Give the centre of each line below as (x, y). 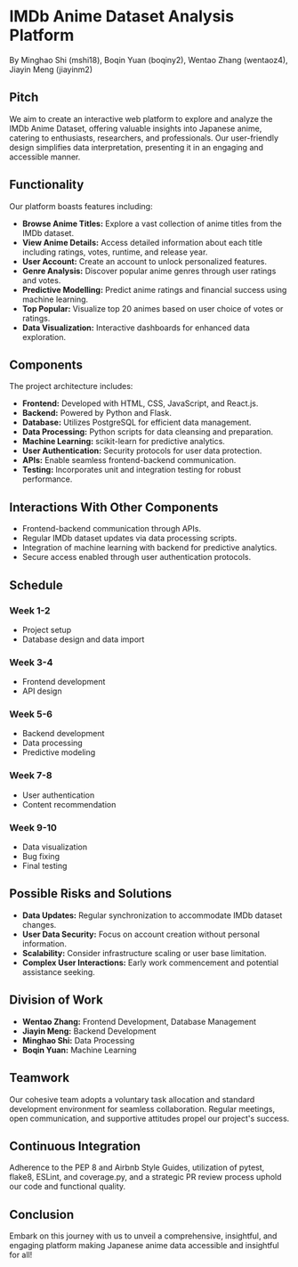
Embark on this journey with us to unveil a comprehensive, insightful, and (143, 1236)
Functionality (47, 185)
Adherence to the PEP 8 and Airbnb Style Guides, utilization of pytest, (137, 1167)
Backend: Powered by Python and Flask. (97, 413)
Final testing (44, 866)
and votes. (41, 280)
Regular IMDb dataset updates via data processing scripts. (129, 538)
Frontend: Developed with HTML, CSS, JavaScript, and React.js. (140, 403)
